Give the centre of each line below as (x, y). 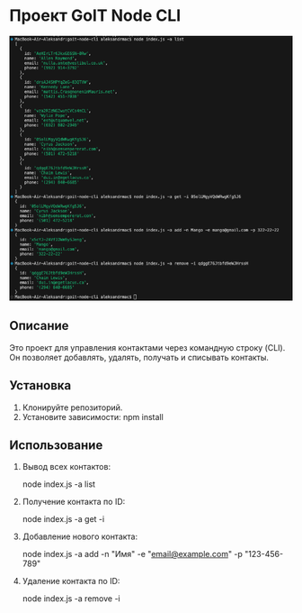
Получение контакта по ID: (74, 502)
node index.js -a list (59, 484)
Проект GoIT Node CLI (95, 16)
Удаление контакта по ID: (71, 581)
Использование (56, 446)
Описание (39, 326)
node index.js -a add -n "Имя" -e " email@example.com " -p (132, 554)
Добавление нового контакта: (80, 536)
